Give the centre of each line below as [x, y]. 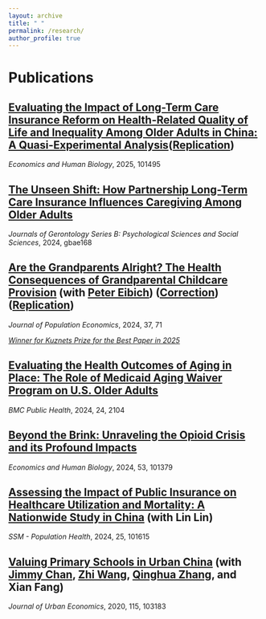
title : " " [27, 23]
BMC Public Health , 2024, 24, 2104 [67, 409]
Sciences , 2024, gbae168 [50, 242]
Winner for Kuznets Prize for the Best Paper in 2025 [94, 340]
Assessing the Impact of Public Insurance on [123, 492]
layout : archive [35, 16]
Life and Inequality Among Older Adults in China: [133, 132]
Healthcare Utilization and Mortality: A [107, 505]
